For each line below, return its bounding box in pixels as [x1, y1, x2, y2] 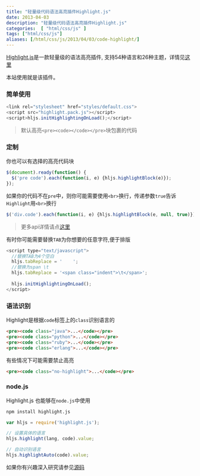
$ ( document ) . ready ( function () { [6, 169, 86, 176]
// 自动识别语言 [6, 447, 41, 453]
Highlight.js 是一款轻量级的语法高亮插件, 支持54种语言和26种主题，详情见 [6, 54, 186, 60]
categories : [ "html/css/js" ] [6, 25, 86, 32]
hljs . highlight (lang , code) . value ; [6, 436, 95, 442]
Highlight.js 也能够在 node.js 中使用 [6, 397, 90, 404]
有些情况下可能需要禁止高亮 [6, 356, 74, 364]
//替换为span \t [11, 264, 49, 270]
